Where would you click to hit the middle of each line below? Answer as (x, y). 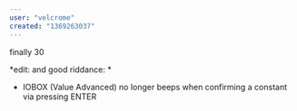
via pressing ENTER (59, 97)
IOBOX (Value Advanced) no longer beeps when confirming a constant (155, 87)
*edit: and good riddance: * (60, 69)
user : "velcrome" (42, 18)
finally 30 (27, 51)
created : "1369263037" (52, 26)
